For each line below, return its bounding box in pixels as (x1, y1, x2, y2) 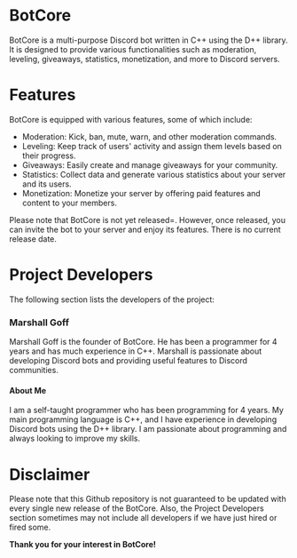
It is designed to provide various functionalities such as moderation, (9, 44, 257, 54)
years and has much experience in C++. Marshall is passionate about (9, 346, 262, 356)
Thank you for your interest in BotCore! (9, 539, 157, 550)
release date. (9, 233, 58, 244)
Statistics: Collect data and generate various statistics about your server (21, 169, 286, 179)
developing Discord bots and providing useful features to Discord (9, 355, 248, 366)
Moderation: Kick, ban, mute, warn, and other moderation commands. (21, 131, 277, 142)
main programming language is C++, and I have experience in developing (9, 414, 277, 425)
